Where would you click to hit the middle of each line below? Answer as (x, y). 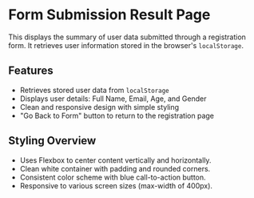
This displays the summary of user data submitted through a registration (127, 37)
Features (31, 71)
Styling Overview (52, 141)
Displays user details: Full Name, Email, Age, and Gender (113, 99)
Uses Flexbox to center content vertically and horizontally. (115, 160)
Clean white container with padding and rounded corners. (115, 168)
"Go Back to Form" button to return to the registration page (117, 115)
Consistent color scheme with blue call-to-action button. (113, 177)
